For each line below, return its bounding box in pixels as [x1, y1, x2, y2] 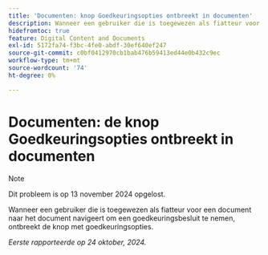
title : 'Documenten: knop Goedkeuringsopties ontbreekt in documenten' [8, 11, 253, 20]
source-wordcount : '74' [8, 64, 88, 72]
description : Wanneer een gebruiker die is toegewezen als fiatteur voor [8, 19, 261, 27]
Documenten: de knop [8, 113, 160, 131]
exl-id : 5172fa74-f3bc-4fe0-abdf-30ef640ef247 [8, 42, 167, 50]
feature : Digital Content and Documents [8, 34, 146, 42]
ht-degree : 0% [8, 71, 56, 79]
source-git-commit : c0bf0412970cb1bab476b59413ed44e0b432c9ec [8, 49, 221, 57]
